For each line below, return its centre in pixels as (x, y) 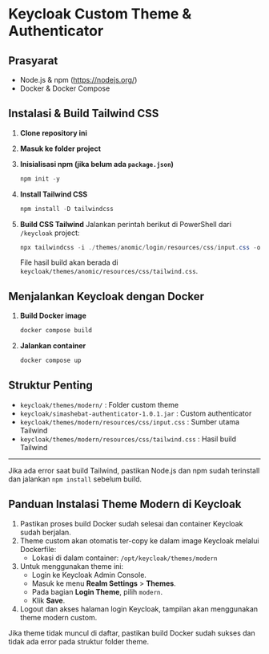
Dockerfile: (38, 549)
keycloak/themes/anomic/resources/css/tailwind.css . (109, 271)
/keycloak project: (50, 233)
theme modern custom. (58, 617)
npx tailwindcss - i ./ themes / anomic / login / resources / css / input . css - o (140, 247)
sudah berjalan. (46, 532)
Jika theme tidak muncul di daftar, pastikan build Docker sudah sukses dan (132, 633)
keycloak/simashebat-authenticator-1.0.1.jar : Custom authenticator (136, 413)
